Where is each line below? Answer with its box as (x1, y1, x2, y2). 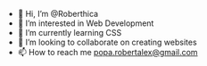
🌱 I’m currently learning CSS (17, 28, 122, 37)
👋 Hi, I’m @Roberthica (17, 9, 99, 19)
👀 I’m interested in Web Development (17, 18, 154, 29)
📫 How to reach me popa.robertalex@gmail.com (17, 47, 198, 57)
